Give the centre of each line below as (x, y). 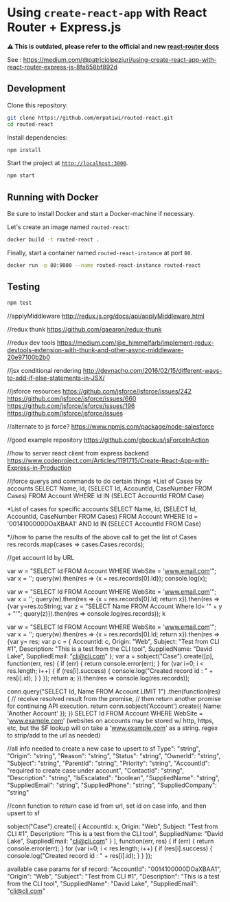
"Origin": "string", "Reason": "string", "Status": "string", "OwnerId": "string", (114, 755)
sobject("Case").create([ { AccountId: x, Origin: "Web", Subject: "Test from (113, 826)
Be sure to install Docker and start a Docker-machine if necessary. (101, 214)
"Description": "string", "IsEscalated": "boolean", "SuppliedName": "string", (113, 777)
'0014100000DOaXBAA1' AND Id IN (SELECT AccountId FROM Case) (104, 524)
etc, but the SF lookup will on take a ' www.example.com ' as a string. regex (113, 728)
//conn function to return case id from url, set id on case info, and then (107, 806)
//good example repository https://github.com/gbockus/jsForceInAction (108, 440)
